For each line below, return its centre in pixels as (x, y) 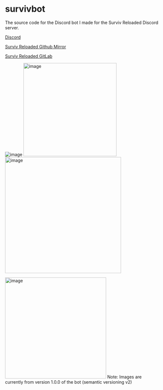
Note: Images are (124, 377)
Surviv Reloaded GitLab (29, 56)
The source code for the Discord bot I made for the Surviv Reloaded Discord (82, 22)
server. (12, 27)
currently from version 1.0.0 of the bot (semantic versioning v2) (69, 382)
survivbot (25, 9)
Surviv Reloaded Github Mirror (36, 46)
